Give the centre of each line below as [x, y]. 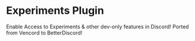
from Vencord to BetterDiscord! [44, 32]
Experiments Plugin [55, 11]
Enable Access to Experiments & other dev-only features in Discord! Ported [97, 27]
